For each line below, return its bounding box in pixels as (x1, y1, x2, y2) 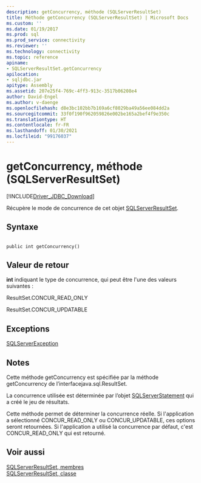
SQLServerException (6, 340, 59, 347)
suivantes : (6, 282, 33, 290)
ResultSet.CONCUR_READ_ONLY (6, 294, 88, 302)
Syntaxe (6, 222, 38, 232)
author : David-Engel (6, 94, 59, 100)
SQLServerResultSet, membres (6, 463, 84, 470)
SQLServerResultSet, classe (6, 470, 77, 477)
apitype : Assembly (6, 83, 53, 89)
